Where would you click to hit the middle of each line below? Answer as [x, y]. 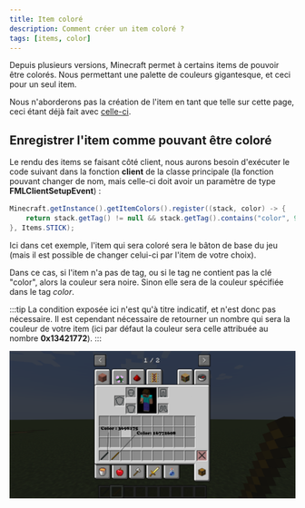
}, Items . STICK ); [42, 228]
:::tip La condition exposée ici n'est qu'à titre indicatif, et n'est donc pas [143, 309]
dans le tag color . [42, 291]
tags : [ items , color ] [50, 38]
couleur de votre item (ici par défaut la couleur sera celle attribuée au [139, 328]
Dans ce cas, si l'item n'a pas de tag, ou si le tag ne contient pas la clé [141, 272]
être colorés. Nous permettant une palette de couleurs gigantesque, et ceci [150, 75]
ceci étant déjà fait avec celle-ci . [70, 112]
